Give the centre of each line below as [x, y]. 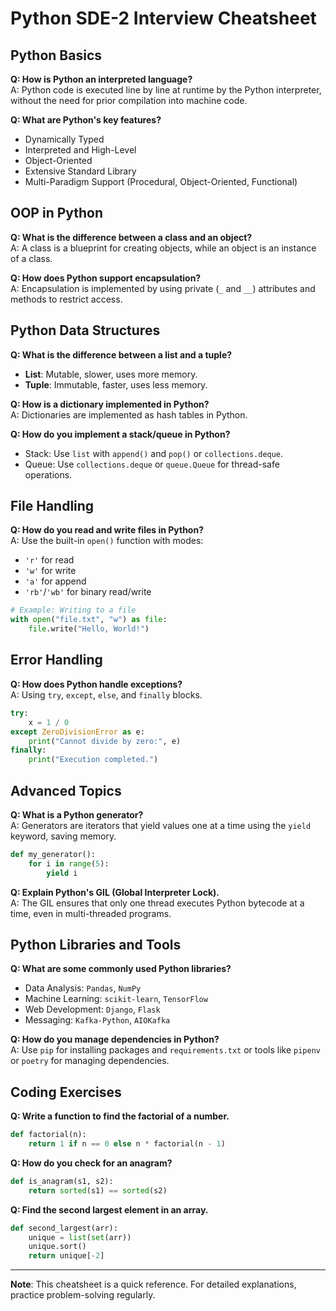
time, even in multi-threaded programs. [91, 913]
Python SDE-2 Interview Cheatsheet [163, 18]
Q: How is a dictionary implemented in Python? [110, 404]
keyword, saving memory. [63, 836]
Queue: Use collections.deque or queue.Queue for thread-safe [152, 464]
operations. [48, 474]
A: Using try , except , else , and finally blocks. [106, 694]
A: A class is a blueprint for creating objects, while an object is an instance [163, 248]
